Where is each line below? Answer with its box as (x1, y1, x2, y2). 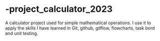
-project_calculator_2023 (5, 3, 113, 15)
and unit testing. (5, 30, 38, 36)
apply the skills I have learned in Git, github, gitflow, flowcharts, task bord (5, 25, 155, 31)
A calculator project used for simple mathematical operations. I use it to (5, 20, 152, 26)
